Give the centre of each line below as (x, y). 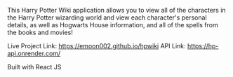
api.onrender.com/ (34, 53)
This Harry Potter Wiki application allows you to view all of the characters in (116, 10)
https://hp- (203, 46)
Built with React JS (34, 67)
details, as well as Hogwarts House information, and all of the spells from (113, 25)
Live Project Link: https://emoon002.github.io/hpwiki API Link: (96, 46)
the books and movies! (40, 32)
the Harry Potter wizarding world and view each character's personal (107, 17)
